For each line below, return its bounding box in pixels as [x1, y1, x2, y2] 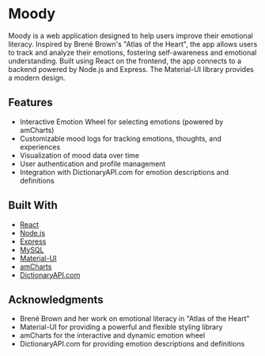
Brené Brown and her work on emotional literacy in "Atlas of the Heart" [19, 314, 251, 324]
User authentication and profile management [19, 159, 166, 169]
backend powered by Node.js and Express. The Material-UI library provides [8, 64, 255, 74]
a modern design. [8, 73, 66, 82]
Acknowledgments [8, 293, 104, 306]
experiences [19, 142, 61, 151]
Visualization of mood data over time [19, 150, 140, 160]
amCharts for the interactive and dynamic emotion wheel [19, 331, 206, 340]
